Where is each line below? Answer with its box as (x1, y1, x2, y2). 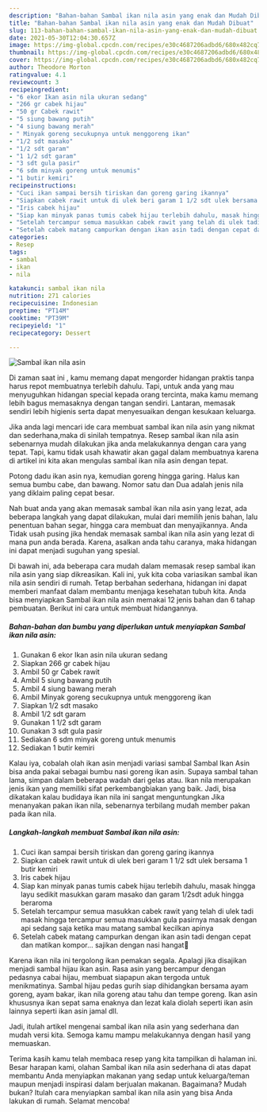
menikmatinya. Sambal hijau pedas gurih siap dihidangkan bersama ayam (9, 981, 249, 990)
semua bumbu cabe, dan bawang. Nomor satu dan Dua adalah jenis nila (9, 480, 244, 490)
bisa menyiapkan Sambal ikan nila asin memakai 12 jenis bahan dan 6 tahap (9, 595, 256, 605)
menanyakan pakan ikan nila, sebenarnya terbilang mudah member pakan (9, 800, 250, 811)
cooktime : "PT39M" (9, 314, 70, 322)
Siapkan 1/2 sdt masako (20, 701, 98, 711)
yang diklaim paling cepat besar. (9, 488, 115, 498)
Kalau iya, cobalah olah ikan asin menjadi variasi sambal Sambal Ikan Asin (9, 758, 250, 768)
